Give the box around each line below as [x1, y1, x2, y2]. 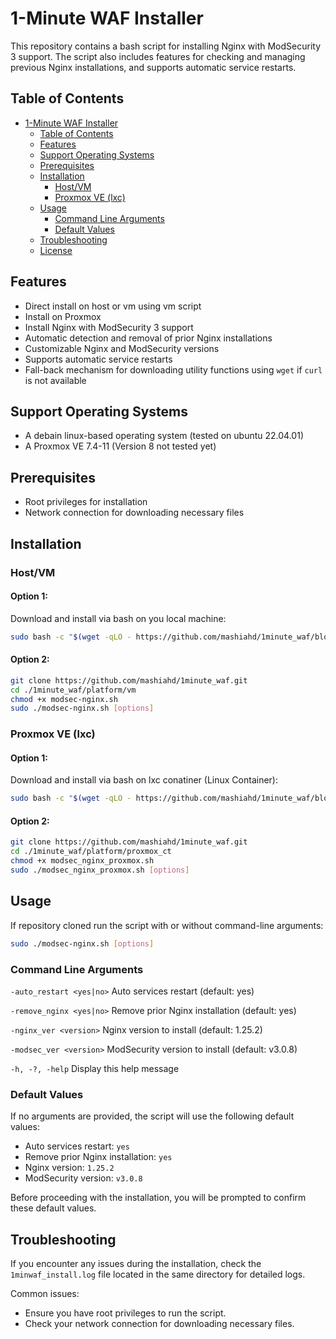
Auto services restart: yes [24, 1140, 130, 1152]
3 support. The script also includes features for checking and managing [10, 50, 306, 62]
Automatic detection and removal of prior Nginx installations [24, 332, 273, 344]
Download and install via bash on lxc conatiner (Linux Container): [10, 774, 278, 786]
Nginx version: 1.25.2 [24, 1162, 115, 1174]
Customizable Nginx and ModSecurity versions [24, 342, 220, 354]
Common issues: [10, 1288, 80, 1300]
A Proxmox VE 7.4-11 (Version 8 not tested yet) [24, 440, 217, 452]
